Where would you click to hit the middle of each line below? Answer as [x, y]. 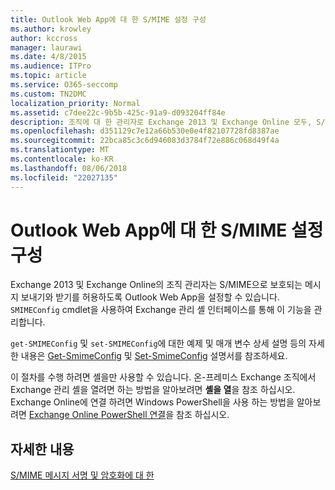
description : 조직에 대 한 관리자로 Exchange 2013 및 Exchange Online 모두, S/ [168, 122]
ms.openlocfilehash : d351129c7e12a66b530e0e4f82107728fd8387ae [145, 131]
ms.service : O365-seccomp [64, 85]
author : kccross [44, 38]
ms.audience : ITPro [51, 66]
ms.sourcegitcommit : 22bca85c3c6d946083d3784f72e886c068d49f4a [145, 141]
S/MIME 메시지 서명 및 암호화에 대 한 [82, 475]
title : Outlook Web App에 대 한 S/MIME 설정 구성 [108, 19]
